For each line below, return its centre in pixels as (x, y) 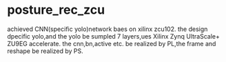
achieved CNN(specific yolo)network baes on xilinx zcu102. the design (107, 29)
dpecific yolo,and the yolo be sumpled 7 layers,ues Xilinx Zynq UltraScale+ (114, 36)
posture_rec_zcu (56, 10)
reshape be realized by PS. (45, 51)
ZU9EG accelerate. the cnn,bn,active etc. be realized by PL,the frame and (112, 43)
